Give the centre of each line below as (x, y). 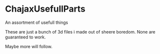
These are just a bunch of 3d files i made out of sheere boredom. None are (80, 32)
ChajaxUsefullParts (45, 9)
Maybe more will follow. (29, 46)
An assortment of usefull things (37, 22)
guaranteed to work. (25, 37)
